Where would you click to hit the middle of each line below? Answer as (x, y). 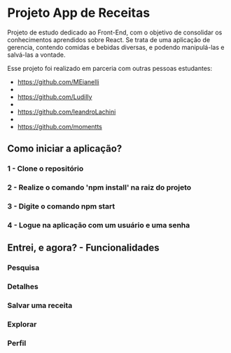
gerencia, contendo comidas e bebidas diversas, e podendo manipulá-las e (116, 47)
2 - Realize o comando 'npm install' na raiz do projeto (99, 187)
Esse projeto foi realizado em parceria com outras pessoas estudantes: (110, 68)
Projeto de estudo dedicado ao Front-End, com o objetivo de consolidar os (115, 32)
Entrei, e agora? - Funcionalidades (83, 248)
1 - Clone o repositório (45, 168)
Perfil (17, 343)
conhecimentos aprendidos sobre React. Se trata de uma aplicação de (109, 39)
